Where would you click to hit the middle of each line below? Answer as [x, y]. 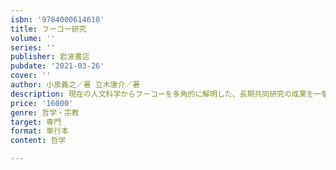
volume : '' [33, 38]
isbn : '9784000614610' [57, 19]
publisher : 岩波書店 [50, 57]
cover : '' [31, 76]
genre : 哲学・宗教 [45, 112]
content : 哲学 [38, 141]
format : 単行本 [39, 131]
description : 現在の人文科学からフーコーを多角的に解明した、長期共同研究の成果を [162, 94]
